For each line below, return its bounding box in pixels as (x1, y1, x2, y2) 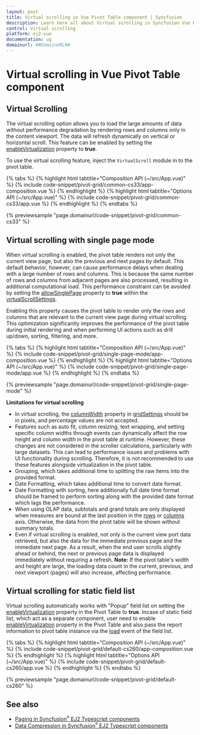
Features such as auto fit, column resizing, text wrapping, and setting (14, 423, 185, 430)
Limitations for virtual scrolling (6, 399, 85, 406)
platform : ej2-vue (6, 31, 52, 37)
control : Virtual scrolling (6, 25, 76, 32)
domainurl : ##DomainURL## (6, 42, 70, 48)
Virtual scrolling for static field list (6, 586, 135, 597)
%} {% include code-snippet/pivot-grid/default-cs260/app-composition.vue (6, 645, 193, 652)
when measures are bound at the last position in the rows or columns (14, 511, 185, 519)
